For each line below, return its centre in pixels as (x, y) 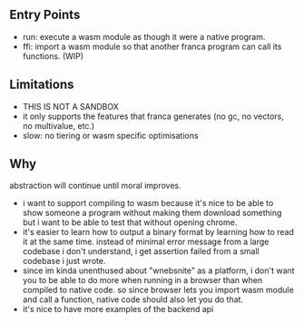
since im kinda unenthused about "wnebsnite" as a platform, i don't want (158, 270)
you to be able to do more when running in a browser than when (142, 280)
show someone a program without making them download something (152, 213)
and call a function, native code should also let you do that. (132, 299)
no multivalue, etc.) (59, 125)
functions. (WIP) (53, 56)
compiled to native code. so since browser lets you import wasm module (158, 290)
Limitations (42, 85)
